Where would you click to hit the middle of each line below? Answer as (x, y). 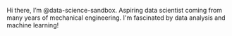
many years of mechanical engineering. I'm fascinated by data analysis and (116, 18)
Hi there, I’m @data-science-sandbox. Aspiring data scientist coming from (115, 10)
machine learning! (33, 25)
